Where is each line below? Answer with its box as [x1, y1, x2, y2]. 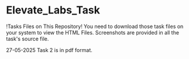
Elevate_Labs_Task [6, 4, 101, 17]
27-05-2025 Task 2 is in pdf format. [6, 46, 92, 53]
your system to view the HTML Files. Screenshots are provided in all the [6, 29, 180, 36]
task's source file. [6, 35, 49, 42]
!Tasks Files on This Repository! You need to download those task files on [6, 23, 184, 30]
